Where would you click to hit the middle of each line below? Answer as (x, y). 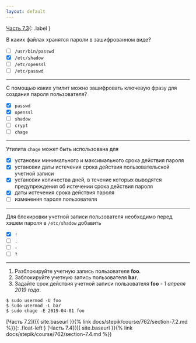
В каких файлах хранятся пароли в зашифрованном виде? (79, 39)
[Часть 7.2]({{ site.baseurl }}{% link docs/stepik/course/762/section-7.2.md (97, 321)
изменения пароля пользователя (56, 199)
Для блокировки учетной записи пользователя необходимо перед (90, 217)
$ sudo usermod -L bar (34, 306)
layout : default (26, 11)
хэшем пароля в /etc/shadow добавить (54, 222)
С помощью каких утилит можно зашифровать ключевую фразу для (92, 88)
